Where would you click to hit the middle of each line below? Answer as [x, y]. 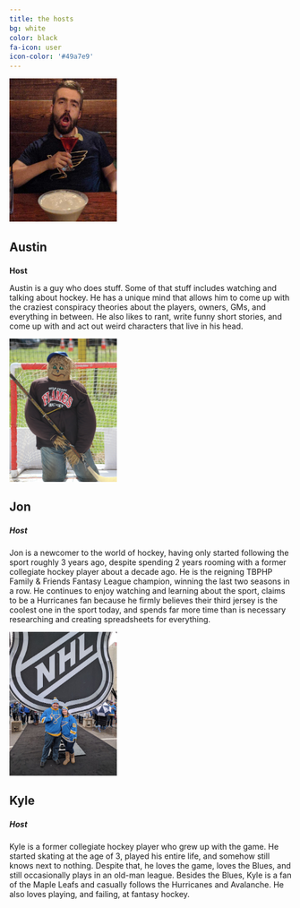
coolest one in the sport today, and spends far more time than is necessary [148, 610]
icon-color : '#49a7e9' [51, 57]
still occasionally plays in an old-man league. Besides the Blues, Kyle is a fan [150, 875]
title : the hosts [42, 19]
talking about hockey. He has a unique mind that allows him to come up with [150, 297]
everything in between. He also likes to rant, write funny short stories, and [146, 316]
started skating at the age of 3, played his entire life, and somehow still [140, 856]
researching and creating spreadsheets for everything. [110, 620]
